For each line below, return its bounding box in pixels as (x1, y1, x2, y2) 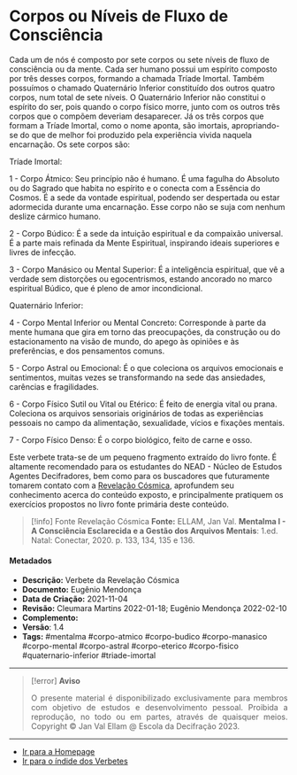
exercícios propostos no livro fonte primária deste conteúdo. (9, 499, 230, 509)
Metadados (9, 555, 52, 566)
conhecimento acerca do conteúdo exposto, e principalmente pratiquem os (9, 489, 284, 500)
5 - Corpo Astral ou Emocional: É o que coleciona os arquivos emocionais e (9, 362, 284, 373)
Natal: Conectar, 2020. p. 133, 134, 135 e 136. (30, 534, 195, 546)
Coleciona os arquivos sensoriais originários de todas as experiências (9, 407, 263, 418)
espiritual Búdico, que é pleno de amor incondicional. (9, 283, 203, 293)
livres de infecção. (9, 246, 77, 258)
